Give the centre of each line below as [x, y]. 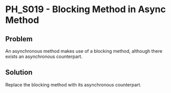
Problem [19, 39]
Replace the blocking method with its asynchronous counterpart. [74, 84]
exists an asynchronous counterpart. [44, 56]
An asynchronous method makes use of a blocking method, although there [84, 51]
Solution [19, 72]
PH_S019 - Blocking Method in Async [86, 9]
